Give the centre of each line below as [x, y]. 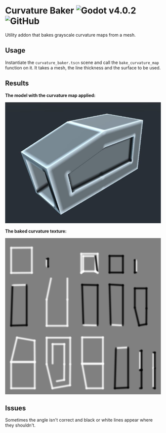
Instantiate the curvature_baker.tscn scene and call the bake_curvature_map [82, 62]
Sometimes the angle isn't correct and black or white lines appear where [79, 420]
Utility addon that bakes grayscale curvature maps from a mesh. [70, 35]
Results [17, 84]
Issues [16, 408]
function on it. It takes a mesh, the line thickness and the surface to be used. [83, 67]
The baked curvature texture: [36, 231]
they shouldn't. [20, 425]
